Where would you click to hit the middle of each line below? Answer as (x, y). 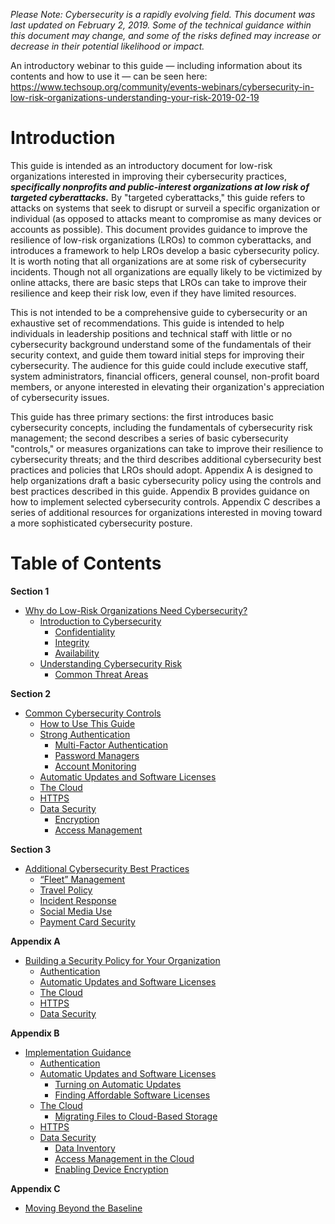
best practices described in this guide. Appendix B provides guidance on (160, 491)
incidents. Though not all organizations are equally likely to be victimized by (166, 271)
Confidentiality (85, 631)
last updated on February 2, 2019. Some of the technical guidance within (161, 25)
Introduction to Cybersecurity (100, 621)
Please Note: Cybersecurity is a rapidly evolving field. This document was (163, 14)
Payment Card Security (87, 921)
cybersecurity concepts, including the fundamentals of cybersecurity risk (161, 427)
